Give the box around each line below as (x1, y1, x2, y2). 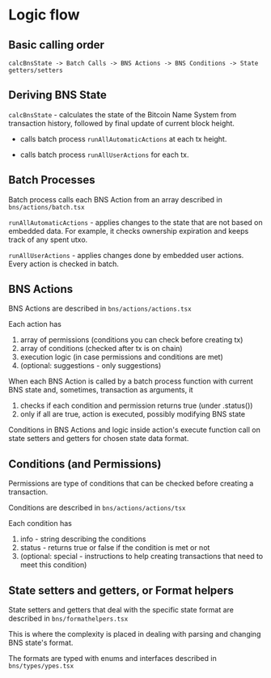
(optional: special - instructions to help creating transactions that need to (19, 552, 264, 561)
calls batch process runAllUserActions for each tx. (19, 150, 189, 159)
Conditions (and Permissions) (8, 457, 162, 471)
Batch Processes (8, 173, 95, 187)
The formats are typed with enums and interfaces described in (8, 654, 217, 663)
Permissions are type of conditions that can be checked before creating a (8, 479, 254, 489)
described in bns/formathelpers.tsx (8, 613, 129, 624)
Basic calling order (8, 38, 105, 52)
